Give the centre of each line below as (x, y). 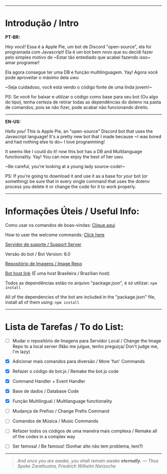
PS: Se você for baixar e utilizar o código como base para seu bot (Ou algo (82, 96)
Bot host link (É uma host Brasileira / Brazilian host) (57, 273)
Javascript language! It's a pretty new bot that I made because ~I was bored (83, 136)
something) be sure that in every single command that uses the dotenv (78, 181)
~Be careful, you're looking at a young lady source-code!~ (65, 166)
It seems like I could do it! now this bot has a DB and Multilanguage (74, 151)
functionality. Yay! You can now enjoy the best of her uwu (64, 157)
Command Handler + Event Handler (49, 381)
